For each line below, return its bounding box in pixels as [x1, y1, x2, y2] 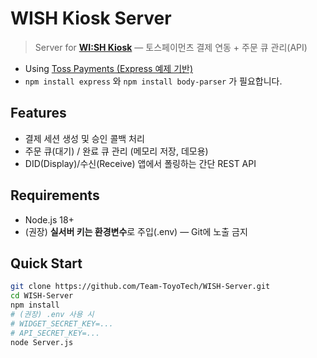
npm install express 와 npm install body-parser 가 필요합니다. [24, 75, 283, 87]
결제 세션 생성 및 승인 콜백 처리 [24, 132, 145, 144]
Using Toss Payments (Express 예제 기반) [24, 62, 194, 74]
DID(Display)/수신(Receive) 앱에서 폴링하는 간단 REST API [24, 157, 257, 169]
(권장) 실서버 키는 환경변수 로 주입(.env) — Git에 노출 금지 [24, 225, 248, 237]
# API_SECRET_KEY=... [10, 328, 101, 338]
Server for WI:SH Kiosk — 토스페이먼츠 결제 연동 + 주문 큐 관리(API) [34, 41, 308, 53]
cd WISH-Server [10, 291, 74, 301]
